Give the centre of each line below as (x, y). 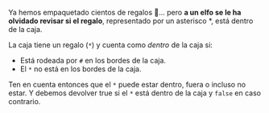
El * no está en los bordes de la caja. (81, 69)
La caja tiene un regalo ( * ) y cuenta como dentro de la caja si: (111, 45)
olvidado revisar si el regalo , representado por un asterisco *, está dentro (131, 21)
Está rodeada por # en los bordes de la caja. (93, 61)
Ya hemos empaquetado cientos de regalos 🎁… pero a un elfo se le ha (125, 12)
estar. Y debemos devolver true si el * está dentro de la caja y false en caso (135, 93)
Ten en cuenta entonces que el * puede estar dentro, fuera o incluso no (127, 85)
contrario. (25, 101)
